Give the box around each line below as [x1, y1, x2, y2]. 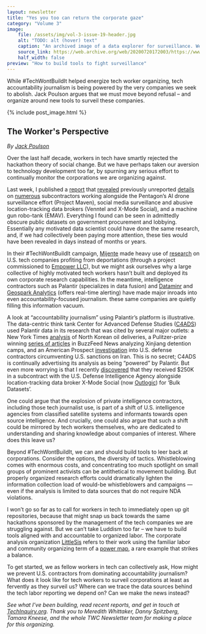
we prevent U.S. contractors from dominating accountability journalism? [7, 570, 188, 577]
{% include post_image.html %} [7, 109, 87, 116]
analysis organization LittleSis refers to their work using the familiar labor [7, 538, 191, 546]
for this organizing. [7, 621, 55, 628]
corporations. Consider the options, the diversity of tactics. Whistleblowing [7, 455, 196, 462]
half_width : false [18, 55, 65, 61]
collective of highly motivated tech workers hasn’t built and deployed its [7, 269, 188, 277]
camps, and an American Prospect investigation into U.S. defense [7, 346, 172, 354]
